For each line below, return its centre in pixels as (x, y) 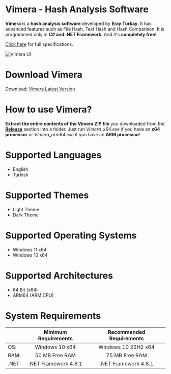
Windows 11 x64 (30, 250)
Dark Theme (26, 215)
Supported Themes (47, 195)
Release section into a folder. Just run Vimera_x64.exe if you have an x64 (83, 129)
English (20, 169)
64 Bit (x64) (25, 290)
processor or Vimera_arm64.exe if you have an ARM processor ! (73, 134)
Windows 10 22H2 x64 (126, 347)
